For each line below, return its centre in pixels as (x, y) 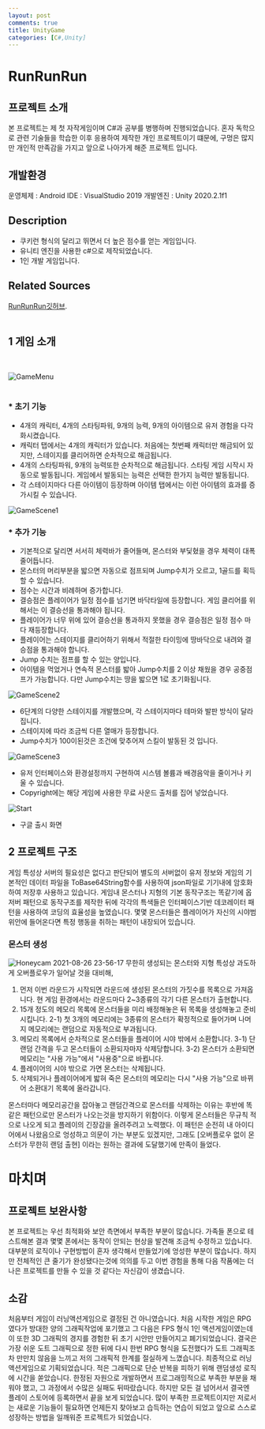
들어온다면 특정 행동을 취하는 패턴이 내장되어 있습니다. (112, 921)
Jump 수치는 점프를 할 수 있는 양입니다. (80, 659)
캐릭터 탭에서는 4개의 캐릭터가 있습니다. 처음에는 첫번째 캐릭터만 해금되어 (132, 445)
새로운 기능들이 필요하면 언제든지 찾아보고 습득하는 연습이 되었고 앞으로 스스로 (136, 1408)
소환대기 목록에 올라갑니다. (69, 1088)
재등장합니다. (48, 630)
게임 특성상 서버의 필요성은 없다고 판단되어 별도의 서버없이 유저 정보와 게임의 (126, 872)
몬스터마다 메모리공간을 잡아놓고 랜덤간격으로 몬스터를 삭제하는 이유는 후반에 (126, 1105)
